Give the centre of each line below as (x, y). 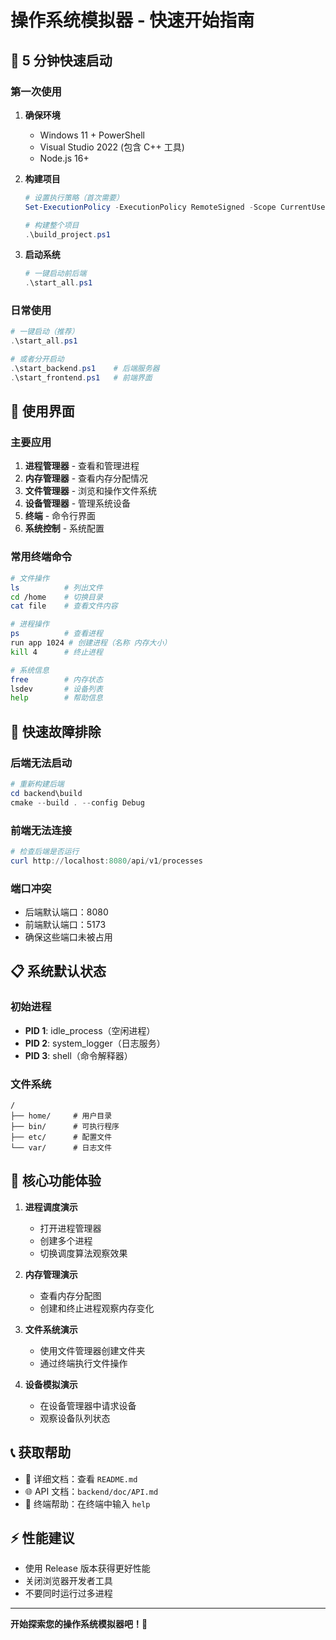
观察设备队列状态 (75, 1418)
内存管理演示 (51, 1274)
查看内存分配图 (70, 1295)
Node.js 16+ (64, 158)
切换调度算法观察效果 (83, 1253)
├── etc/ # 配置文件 (61, 1137)
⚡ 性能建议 (42, 1537)
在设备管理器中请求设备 (88, 1405)
